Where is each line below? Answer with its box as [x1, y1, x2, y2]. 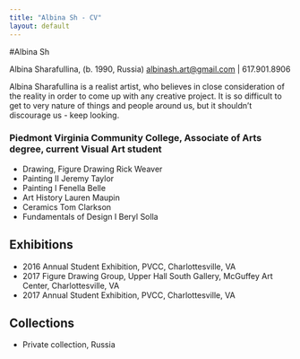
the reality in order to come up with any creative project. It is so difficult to [9, 91, 282, 101]
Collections [9, 316, 74, 330]
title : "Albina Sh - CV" [9, 13, 102, 22]
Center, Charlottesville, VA [21, 280, 120, 291]
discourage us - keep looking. [9, 109, 120, 120]
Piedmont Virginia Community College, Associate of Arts [9, 132, 262, 144]
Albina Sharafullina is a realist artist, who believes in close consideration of [9, 81, 285, 92]
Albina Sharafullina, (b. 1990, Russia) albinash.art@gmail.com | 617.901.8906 [9, 64, 291, 74]
